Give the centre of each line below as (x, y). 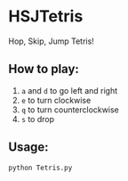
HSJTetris (46, 16)
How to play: (44, 69)
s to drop (38, 119)
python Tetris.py (40, 168)
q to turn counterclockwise (70, 110)
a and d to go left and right (69, 90)
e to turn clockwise (56, 100)
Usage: (29, 148)
